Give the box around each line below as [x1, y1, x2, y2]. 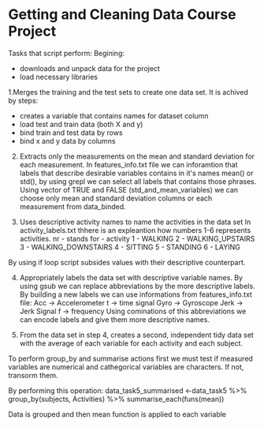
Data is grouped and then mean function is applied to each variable [8, 409, 227, 419]
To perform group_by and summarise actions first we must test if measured [8, 354, 254, 363]
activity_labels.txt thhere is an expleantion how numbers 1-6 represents [19, 225, 251, 234]
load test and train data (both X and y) [19, 119, 143, 129]
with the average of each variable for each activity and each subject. [19, 338, 243, 348]
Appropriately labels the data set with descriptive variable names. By [19, 272, 243, 282]
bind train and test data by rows [19, 128, 124, 137]
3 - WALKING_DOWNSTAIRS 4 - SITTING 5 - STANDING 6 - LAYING [19, 242, 240, 252]
